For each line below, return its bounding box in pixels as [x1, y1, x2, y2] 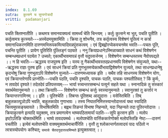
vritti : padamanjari [5, 17, 51, 22]
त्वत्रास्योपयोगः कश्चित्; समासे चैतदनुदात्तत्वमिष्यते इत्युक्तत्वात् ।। [5, 127, 103, 133]
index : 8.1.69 [5, 7, 37, 13]
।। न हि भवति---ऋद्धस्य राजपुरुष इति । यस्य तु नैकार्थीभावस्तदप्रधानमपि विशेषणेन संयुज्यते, [5, 59, 150, 65]
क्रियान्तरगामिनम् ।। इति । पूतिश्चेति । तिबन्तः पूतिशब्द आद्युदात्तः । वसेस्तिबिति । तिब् [5, 93, 141, 99]
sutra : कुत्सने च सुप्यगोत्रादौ [5, 12, 53, 17]
